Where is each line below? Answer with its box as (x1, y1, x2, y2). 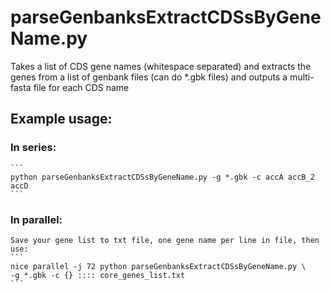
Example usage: (10, 111, 113, 128)
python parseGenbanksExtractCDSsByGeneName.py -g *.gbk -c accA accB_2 (10, 172, 315, 182)
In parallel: (10, 212, 63, 226)
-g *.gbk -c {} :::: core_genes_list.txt (10, 270, 186, 280)
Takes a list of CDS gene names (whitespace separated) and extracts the (10, 60, 312, 72)
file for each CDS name (33, 81, 130, 93)
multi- (289, 71, 315, 83)
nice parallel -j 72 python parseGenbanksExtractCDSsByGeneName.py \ (10, 261, 307, 271)
